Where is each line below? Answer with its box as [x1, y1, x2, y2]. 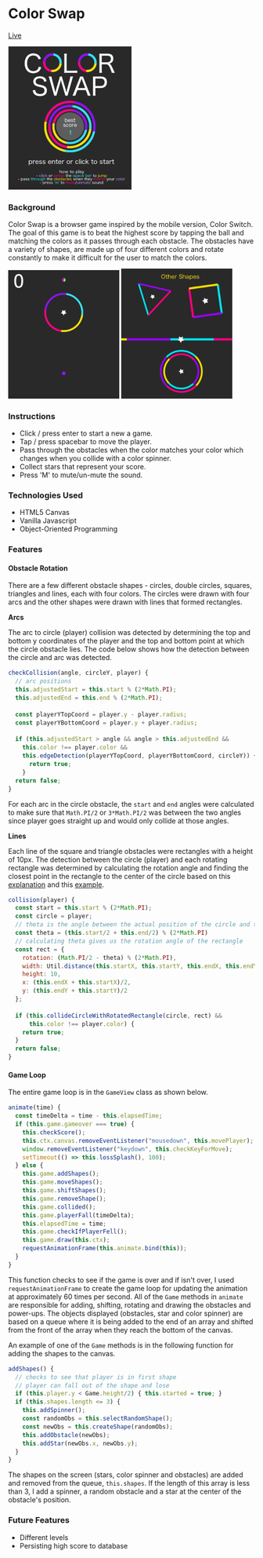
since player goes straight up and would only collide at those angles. [8, 815, 229, 825]
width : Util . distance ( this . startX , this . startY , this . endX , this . [22, 962, 243, 970]
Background [8, 202, 56, 213]
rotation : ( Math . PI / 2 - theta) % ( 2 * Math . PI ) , [22, 954, 177, 961]
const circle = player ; [15, 912, 92, 921]
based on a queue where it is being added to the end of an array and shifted [8, 1316, 254, 1326]
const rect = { [15, 945, 65, 954]
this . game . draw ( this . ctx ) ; [22, 1236, 110, 1244]
